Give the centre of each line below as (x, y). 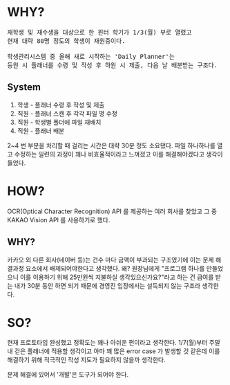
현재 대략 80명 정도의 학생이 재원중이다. (66, 41)
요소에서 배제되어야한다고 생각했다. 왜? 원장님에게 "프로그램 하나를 (115, 268)
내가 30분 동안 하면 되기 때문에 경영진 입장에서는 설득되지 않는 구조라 (107, 285)
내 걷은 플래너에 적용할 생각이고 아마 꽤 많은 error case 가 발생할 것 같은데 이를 (114, 351)
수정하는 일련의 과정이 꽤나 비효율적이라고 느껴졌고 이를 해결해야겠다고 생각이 (118, 154)
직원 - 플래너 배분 (41, 131)
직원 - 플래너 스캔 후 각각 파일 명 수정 (67, 113)
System (24, 87)
